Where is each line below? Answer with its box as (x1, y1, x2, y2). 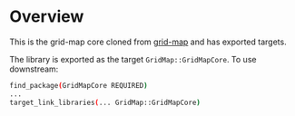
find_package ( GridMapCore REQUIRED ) (9, 81, 148, 90)
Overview (9, 6, 84, 27)
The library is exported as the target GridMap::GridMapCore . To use (9, 53, 257, 64)
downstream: (9, 63, 59, 74)
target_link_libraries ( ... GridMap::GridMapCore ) (9, 98, 202, 107)
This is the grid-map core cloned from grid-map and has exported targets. (9, 36, 288, 47)
